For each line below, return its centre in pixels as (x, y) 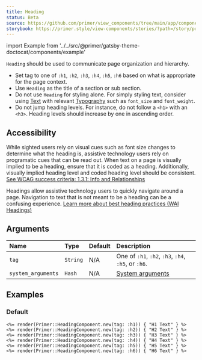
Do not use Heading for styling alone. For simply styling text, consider (100, 95)
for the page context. (41, 82)
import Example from (32, 46)
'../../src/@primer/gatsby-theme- (99, 46)
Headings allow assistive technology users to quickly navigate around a (95, 191)
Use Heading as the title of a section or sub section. (78, 88)
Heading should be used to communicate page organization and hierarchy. (98, 64)
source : (16, 23)
